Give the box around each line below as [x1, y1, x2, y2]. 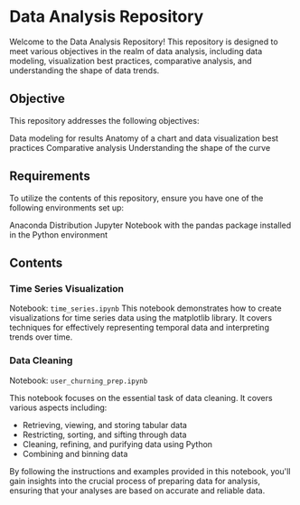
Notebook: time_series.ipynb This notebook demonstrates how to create [9, 303, 282, 313]
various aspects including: [9, 402, 108, 413]
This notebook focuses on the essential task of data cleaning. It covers [9, 392, 273, 403]
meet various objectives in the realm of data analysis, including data [9, 45, 263, 56]
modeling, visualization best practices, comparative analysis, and [9, 55, 252, 66]
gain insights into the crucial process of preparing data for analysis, [9, 475, 260, 486]
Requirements [9, 169, 90, 184]
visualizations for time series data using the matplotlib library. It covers [9, 313, 273, 323]
